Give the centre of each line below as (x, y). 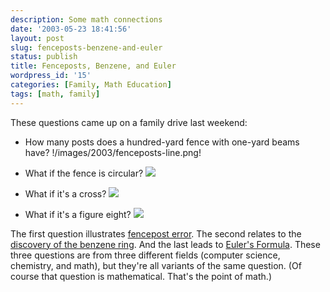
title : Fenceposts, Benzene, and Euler (93, 66)
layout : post (37, 38)
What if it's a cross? (65, 193)
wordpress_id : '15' (51, 76)
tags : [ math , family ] (55, 94)
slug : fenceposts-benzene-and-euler (86, 47)
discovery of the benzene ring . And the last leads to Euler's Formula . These (165, 244)
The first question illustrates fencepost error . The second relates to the (156, 233)
